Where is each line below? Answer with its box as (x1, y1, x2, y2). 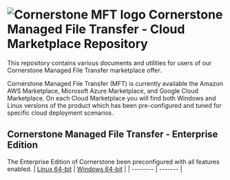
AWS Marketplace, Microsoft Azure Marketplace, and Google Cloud (7, 87, 198, 95)
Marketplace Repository (7, 36, 148, 52)
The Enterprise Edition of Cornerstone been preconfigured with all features (7, 157, 220, 166)
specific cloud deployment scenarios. (7, 109, 114, 117)
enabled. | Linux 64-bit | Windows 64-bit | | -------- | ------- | (7, 165, 182, 173)
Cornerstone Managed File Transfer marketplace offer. (7, 66, 162, 74)
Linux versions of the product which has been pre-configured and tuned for (7, 101, 222, 109)
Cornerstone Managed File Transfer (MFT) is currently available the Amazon (7, 79, 224, 87)
